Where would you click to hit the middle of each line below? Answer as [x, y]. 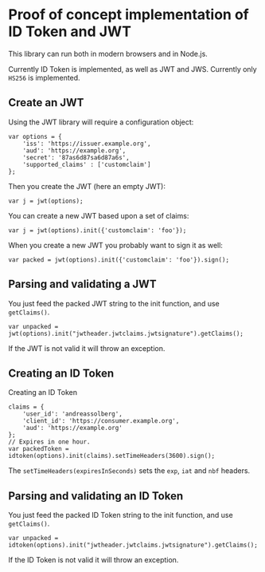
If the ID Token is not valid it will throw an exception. [94, 560]
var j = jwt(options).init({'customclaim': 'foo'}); [97, 230]
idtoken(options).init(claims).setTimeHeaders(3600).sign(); [112, 456]
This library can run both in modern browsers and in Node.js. [108, 53]
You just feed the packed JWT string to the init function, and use [114, 303]
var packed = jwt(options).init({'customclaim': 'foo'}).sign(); [119, 260]
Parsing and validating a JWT [82, 284]
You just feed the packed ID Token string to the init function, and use [121, 515]
